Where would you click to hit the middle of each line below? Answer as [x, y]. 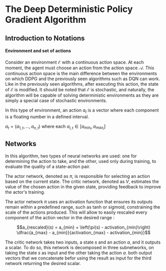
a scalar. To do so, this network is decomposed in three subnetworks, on [80, 247]
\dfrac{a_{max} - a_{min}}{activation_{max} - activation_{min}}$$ [83, 232]
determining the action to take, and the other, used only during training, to [81, 161]
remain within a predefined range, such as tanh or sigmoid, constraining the [83, 207]
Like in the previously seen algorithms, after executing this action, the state [82, 84]
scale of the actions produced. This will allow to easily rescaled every [76, 212]
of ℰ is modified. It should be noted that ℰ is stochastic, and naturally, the [80, 89]
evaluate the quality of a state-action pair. [48, 166]
